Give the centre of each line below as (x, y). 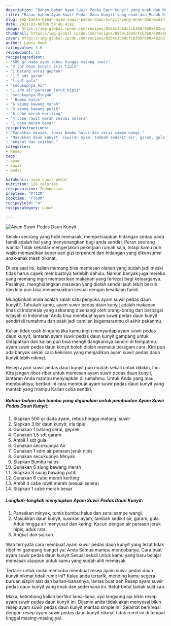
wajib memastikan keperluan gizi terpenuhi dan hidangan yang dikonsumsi (84, 253)
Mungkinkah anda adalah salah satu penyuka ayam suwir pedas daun (78, 299)
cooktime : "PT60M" (25, 198)
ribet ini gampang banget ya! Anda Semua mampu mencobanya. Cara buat (84, 550)
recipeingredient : (25, 57)
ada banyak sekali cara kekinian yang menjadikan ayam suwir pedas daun (83, 352)
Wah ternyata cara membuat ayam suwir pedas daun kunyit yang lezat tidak (85, 545)
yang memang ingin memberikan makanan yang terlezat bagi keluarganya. (84, 279)
